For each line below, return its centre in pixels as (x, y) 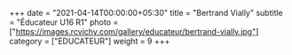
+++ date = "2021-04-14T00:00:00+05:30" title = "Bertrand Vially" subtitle (146, 13)
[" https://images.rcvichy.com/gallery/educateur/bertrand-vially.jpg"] (134, 31)
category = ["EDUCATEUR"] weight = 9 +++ (90, 41)
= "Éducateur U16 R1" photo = (64, 22)
